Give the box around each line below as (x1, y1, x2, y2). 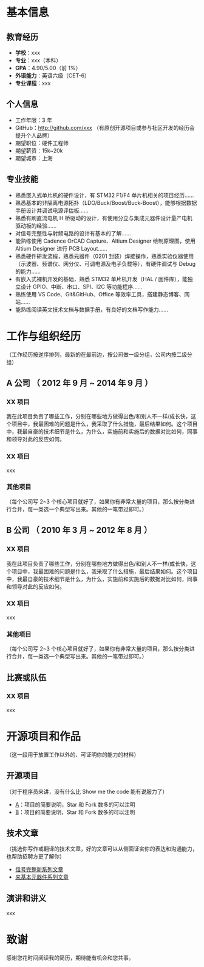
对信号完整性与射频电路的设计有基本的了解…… (15, 229, 131, 237)
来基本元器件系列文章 (15, 873, 69, 881)
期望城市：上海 (15, 154, 53, 162)
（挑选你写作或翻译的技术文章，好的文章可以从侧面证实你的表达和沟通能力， (6, 845, 198, 852)
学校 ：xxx (15, 49, 41, 56)
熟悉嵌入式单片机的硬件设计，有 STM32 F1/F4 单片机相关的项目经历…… (15, 191, 194, 199)
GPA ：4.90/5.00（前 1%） (15, 65, 81, 71)
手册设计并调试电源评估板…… (15, 207, 89, 214)
